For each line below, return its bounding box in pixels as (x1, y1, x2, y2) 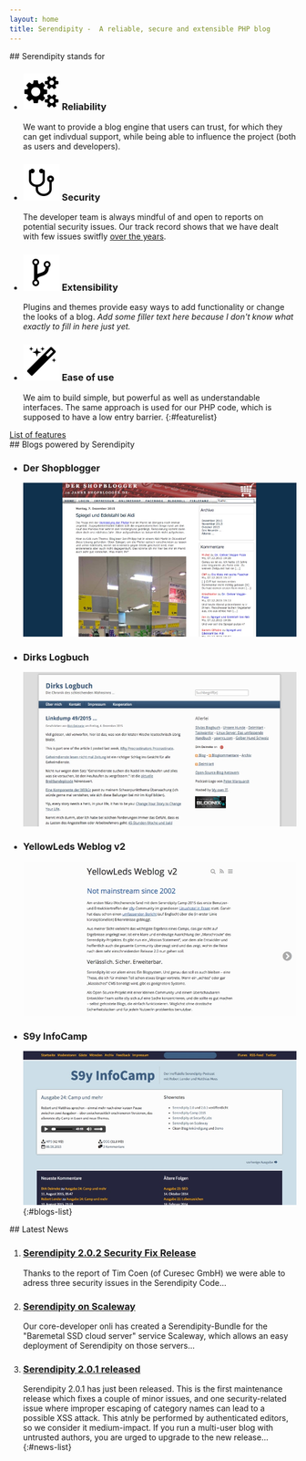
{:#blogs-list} (22, 1207, 73, 1217)
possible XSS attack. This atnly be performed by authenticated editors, (22, 1413, 289, 1424)
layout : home (9, 15, 59, 24)
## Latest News (9, 1224, 69, 1235)
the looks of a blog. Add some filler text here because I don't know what (22, 311, 294, 323)
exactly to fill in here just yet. (22, 321, 131, 332)
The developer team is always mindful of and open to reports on (22, 212, 264, 223)
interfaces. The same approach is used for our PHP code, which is (22, 401, 272, 412)
